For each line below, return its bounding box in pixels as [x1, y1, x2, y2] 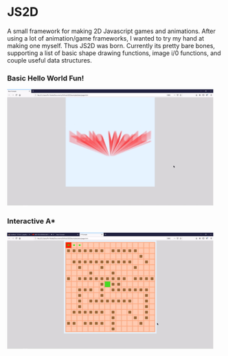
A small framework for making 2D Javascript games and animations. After [7, 27, 216, 35]
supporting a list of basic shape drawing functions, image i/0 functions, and [7, 49, 221, 57]
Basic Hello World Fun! [7, 73, 84, 83]
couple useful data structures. [7, 56, 93, 64]
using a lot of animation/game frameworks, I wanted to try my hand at [7, 34, 205, 42]
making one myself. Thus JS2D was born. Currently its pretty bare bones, [7, 41, 215, 50]
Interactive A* [7, 216, 56, 226]
